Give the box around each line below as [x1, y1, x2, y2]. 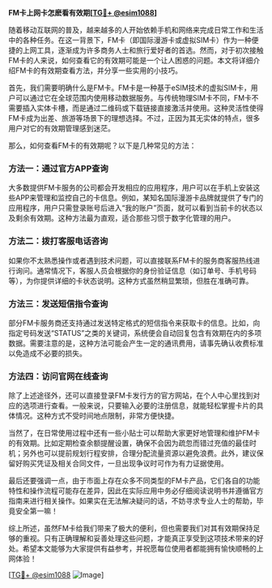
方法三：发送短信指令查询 [8, 298, 108, 309]
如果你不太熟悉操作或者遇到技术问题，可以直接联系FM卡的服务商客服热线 [8, 255, 253, 265]
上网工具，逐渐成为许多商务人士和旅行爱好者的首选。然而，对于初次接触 [22, 45, 264, 55]
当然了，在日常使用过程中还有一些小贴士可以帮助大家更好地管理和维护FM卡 [8, 428, 261, 438]
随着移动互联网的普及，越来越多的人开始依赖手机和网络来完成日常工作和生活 [8, 25, 264, 35]
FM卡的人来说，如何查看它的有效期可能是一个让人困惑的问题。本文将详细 [8, 56, 253, 65]
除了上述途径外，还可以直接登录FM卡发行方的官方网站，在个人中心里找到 [8, 391, 253, 401]
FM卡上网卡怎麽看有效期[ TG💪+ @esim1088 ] [8, 8, 158, 17]
